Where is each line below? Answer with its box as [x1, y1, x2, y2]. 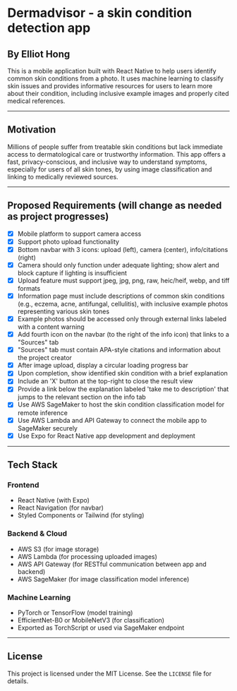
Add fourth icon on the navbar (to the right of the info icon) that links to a [17, 330, 229, 339]
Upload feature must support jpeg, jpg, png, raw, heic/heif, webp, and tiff [17, 276, 230, 284]
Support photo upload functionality [17, 237, 120, 246]
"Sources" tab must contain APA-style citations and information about [17, 346, 221, 354]
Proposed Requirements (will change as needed [7, 200, 222, 212]
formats [17, 284, 41, 292]
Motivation [7, 124, 56, 136]
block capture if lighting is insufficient [17, 268, 127, 277]
